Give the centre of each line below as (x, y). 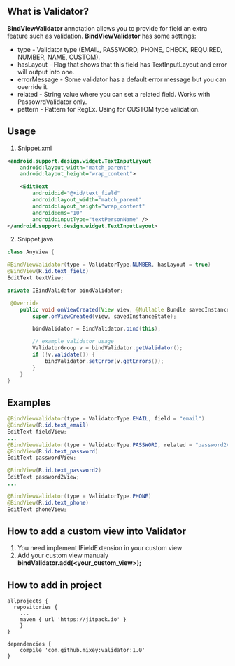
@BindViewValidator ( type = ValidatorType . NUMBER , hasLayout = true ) (109, 265)
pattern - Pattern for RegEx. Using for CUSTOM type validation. (109, 109)
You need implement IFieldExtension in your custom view (100, 548)
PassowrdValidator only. (52, 102)
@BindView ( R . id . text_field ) (48, 272)
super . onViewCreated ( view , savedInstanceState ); (105, 316)
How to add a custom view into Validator (97, 531)
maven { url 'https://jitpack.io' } (73, 620)
